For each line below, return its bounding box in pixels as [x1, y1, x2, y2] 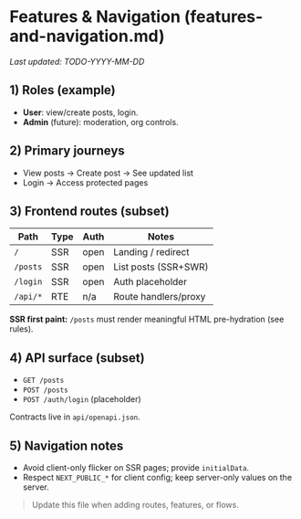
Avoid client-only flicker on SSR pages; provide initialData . [22, 462, 249, 472]
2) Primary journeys [9, 143, 125, 159]
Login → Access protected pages [22, 176, 149, 188]
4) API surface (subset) [9, 350, 145, 365]
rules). [9, 323, 34, 334]
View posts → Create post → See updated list [22, 167, 194, 178]
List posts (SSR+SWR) [113, 260, 209, 273]
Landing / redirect [113, 246, 190, 259]
